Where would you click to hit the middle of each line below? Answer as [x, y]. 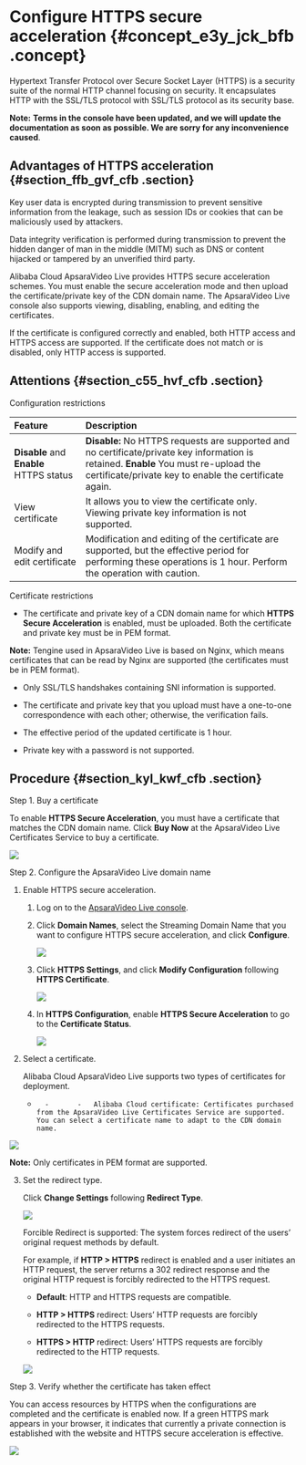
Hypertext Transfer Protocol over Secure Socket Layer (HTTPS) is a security [153, 80]
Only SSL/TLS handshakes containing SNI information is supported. [149, 687]
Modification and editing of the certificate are [182, 538]
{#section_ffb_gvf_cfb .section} [102, 180]
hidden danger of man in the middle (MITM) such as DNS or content [137, 249]
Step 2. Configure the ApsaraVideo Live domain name [110, 872]
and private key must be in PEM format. [97, 632]
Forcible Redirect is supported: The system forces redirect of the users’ [157, 1232]
